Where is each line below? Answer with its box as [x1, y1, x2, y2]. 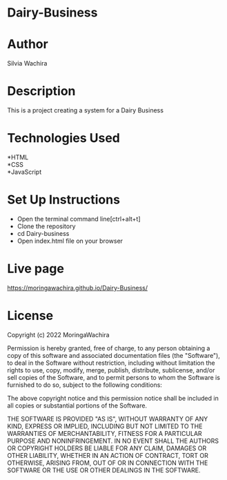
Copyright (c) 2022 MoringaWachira [7, 330, 110, 339]
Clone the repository [17, 222, 76, 230]
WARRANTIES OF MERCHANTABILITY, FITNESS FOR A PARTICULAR [7, 429, 202, 437]
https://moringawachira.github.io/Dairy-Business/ [7, 283, 148, 292]
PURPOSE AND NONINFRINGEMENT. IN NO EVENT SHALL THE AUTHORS [7, 437, 219, 445]
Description [7, 83, 76, 99]
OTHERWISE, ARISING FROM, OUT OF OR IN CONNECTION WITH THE [7, 459, 208, 467]
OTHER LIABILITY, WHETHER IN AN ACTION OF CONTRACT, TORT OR [7, 451, 208, 459]
